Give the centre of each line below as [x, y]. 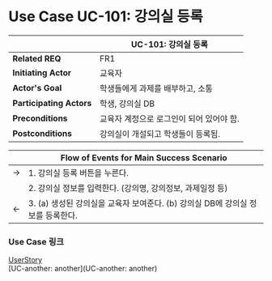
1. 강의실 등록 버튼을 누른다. [79, 172]
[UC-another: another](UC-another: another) [83, 269]
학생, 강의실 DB [127, 104]
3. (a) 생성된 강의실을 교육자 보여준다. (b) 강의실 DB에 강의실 [138, 203]
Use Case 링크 [36, 241]
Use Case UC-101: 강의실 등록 [106, 17]
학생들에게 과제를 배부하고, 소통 [156, 88]
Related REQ [37, 58]
